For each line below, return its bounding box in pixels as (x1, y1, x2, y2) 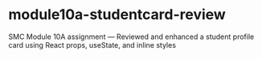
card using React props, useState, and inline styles (8, 40, 177, 49)
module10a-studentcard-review (8, 6, 227, 24)
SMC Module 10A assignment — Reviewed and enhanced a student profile (8, 32, 255, 41)
